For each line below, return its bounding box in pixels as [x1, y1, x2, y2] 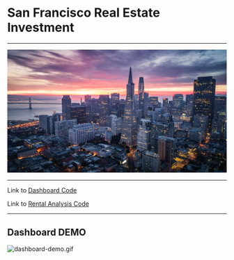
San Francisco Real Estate [7, 5, 160, 21]
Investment [7, 19, 75, 35]
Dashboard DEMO [7, 226, 86, 238]
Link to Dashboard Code [7, 186, 77, 195]
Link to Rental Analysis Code [7, 200, 89, 208]
